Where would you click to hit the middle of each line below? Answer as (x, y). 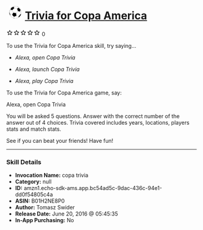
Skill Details (24, 162)
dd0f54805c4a (34, 195)
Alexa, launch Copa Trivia (47, 69)
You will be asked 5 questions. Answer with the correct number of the (93, 116)
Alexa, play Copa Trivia (44, 80)
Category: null (33, 182)
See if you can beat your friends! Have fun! (60, 140)
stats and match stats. (34, 129)
